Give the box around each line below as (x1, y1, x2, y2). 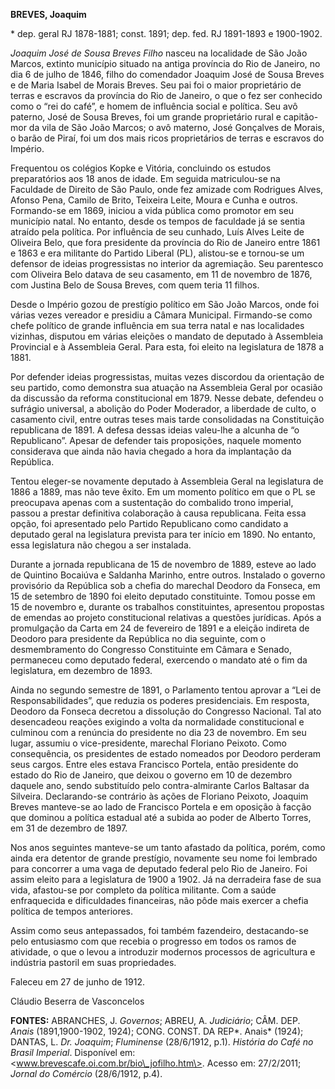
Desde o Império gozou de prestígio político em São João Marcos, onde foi (10, 299, 320, 310)
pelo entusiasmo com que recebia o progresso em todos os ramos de (10, 935, 297, 947)
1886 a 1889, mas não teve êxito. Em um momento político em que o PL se (10, 486, 316, 498)
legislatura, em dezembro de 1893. (10, 665, 153, 676)
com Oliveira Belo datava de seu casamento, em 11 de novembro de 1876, (10, 269, 313, 280)
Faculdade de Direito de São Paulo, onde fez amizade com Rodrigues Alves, (10, 184, 324, 195)
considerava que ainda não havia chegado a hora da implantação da (10, 445, 292, 457)
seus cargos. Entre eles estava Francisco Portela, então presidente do (10, 759, 299, 770)
